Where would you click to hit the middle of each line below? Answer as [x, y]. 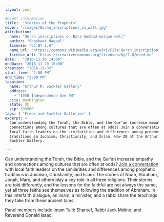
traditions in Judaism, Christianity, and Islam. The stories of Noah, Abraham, [82, 175]
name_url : [19, 50]
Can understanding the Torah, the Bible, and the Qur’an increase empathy [79, 159]
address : [18, 91]
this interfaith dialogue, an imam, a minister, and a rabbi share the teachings [81, 195]
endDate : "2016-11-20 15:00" [35, 64]
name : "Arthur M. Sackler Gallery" [46, 86]
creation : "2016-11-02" [29, 68]
